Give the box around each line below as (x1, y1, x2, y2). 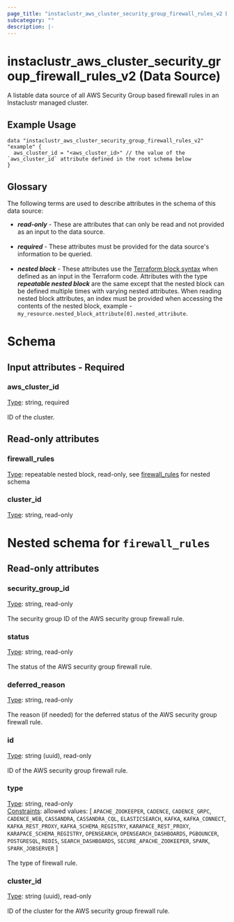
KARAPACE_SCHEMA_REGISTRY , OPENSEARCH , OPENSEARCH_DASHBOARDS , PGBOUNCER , (7, 828, 219, 838)
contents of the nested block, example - (17, 302, 132, 310)
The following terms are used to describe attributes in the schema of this (7, 199, 216, 207)
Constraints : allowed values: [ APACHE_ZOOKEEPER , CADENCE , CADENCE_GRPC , (7, 807, 212, 815)
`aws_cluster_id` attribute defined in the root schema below (7, 156, 192, 163)
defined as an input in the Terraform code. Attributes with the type (17, 272, 208, 280)
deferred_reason (7, 680, 65, 690)
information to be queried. (17, 249, 93, 258)
